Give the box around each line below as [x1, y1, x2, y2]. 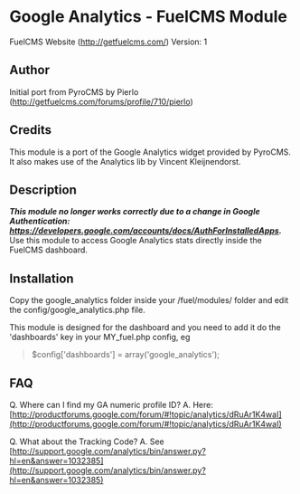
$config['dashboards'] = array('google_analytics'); [31, 349, 220, 360]
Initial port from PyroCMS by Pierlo [9, 86, 139, 97]
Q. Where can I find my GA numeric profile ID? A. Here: [9, 400, 214, 410]
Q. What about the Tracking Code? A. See [9, 436, 164, 447]
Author [9, 62, 50, 78]
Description [9, 182, 77, 197]
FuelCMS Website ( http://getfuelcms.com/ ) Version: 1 [9, 36, 208, 47]
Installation [9, 271, 74, 286]
